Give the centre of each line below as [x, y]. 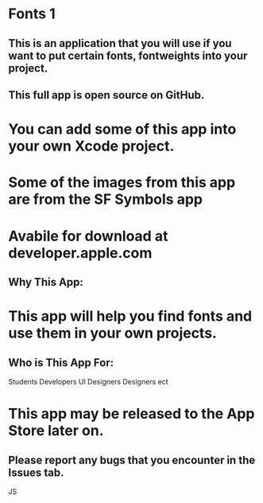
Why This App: [46, 282]
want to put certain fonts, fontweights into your [128, 55]
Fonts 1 [32, 14]
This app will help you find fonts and [130, 316]
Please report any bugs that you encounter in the [132, 460]
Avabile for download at [88, 236]
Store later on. [56, 431]
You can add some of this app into [122, 129]
